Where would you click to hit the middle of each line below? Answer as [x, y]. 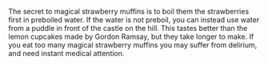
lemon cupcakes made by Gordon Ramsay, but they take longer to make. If [131, 36]
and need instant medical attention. [66, 53]
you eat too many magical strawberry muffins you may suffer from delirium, [133, 45]
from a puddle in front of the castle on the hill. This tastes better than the [128, 28]
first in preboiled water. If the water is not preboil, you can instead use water [134, 20]
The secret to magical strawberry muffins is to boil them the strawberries [129, 11]
